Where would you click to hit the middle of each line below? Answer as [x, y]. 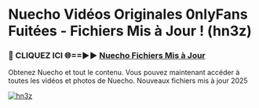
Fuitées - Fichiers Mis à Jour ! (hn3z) [130, 31]
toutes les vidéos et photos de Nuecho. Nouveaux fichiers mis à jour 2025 [128, 81]
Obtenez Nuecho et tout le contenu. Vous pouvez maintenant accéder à [124, 73]
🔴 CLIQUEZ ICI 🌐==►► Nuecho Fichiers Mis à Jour [107, 56]
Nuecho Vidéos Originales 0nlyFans [128, 14]
